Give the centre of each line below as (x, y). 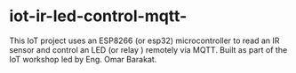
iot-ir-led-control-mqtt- (98, 16)
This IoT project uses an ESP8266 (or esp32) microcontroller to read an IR (144, 40)
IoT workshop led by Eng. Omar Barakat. (83, 59)
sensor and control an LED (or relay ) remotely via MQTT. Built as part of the (148, 49)
